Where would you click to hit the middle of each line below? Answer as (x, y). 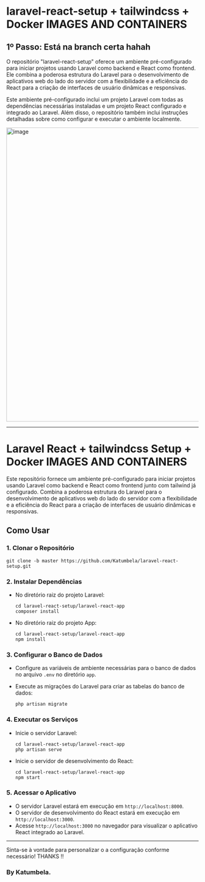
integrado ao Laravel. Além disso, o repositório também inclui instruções (97, 112)
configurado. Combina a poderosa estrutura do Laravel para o (84, 492)
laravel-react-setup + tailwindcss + (98, 11)
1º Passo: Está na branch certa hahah (78, 47)
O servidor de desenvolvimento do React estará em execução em (97, 812)
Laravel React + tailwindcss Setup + (99, 449)
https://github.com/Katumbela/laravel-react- (120, 561)
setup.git (19, 566)
